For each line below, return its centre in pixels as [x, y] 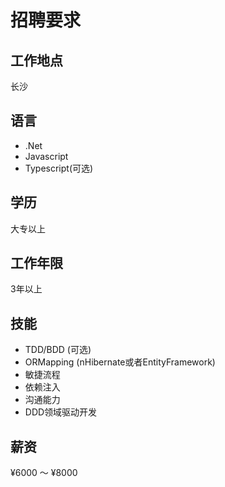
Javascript [46, 156]
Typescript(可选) [59, 168]
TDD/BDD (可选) [58, 350]
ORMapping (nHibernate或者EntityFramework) [120, 362]
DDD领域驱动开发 [61, 412]
